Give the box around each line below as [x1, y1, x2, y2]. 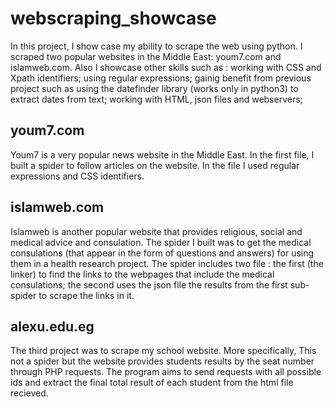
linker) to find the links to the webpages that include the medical [10, 268, 275, 280]
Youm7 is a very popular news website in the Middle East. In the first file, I [10, 148, 315, 161]
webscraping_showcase [10, 7, 217, 30]
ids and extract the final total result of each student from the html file [10, 377, 294, 389]
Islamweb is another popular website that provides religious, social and [10, 225, 303, 237]
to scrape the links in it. [38, 289, 135, 301]
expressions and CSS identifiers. [10, 170, 145, 182]
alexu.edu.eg [10, 318, 95, 335]
